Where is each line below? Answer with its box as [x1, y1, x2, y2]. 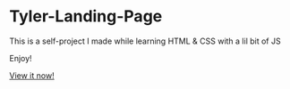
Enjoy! [9, 53, 33, 63]
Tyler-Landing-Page [9, 6, 163, 27]
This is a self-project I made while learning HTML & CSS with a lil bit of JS [9, 36, 281, 46]
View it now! [9, 69, 55, 81]
